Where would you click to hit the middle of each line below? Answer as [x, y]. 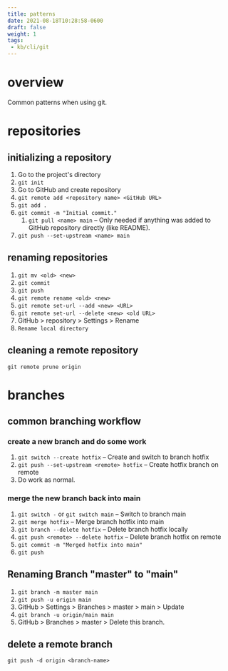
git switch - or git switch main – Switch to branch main [102, 514]
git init [31, 183]
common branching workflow [74, 422]
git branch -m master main [58, 592]
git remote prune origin [44, 367]
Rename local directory [53, 328]
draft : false [27, 27]
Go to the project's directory [59, 174]
